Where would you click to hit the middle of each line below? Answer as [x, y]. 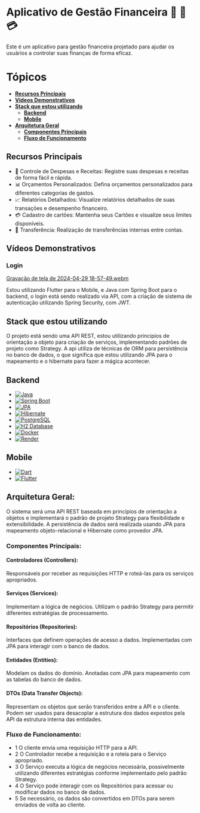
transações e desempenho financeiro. [61, 208]
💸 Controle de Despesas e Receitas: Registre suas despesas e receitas [102, 171]
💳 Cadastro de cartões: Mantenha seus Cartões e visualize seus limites [103, 215]
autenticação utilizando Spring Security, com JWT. [69, 303]
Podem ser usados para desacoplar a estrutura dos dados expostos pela [96, 713]
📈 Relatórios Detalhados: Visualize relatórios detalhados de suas [95, 199]
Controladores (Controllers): [42, 560]
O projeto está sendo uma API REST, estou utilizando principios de [88, 336]
